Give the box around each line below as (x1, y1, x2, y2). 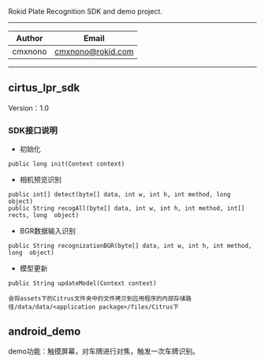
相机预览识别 (19, 175, 62, 185)
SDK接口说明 (8, 125, 58, 136)
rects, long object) (8, 211, 80, 219)
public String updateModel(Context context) (8, 279, 157, 287)
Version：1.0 (8, 103, 50, 113)
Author (15, 33, 43, 43)
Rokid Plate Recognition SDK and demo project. (8, 7, 163, 16)
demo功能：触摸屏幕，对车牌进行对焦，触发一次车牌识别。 (8, 346, 200, 356)
